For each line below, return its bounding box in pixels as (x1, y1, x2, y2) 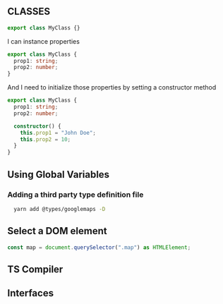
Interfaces (7, 287, 54, 299)
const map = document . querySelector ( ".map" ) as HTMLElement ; (7, 243, 191, 251)
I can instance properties (7, 37, 80, 45)
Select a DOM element (7, 225, 107, 237)
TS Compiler (7, 263, 64, 275)
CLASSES (7, 6, 51, 18)
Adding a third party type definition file (7, 190, 144, 200)
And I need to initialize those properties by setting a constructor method (7, 83, 217, 92)
